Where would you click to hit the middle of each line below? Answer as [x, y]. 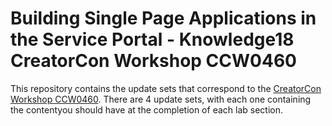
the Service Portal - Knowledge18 [152, 39]
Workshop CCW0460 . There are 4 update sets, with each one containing [161, 99]
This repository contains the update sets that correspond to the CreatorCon [166, 88]
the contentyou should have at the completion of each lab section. [146, 109]
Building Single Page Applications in [163, 18]
